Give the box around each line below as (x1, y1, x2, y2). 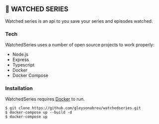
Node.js (12, 52, 29, 58)
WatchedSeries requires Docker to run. (5, 96, 85, 102)
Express (12, 57, 29, 62)
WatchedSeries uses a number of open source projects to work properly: (5, 42, 155, 48)
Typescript (12, 62, 35, 68)
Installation (5, 85, 33, 92)
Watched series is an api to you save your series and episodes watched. (5, 18, 153, 24)
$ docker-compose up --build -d (5, 110, 72, 115)
